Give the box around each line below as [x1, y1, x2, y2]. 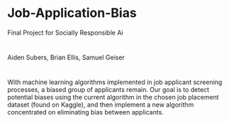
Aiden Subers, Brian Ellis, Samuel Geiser [7, 53, 125, 61]
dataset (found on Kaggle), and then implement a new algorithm [7, 100, 194, 109]
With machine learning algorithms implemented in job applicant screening [7, 78, 223, 86]
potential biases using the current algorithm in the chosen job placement [7, 93, 219, 102]
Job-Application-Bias [7, 5, 137, 21]
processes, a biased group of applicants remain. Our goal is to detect [7, 86, 210, 94]
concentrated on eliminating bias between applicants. [7, 108, 164, 117]
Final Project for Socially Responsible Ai [7, 28, 123, 37]
